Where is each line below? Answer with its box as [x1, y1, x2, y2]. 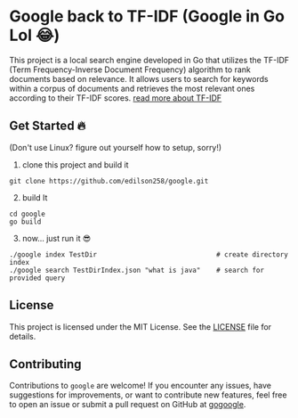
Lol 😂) [9, 25, 60, 45]
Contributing [9, 357, 82, 372]
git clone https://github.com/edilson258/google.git [9, 176, 209, 185]
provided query [9, 274, 66, 283]
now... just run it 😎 [21, 233, 92, 243]
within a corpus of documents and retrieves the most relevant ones [9, 83, 255, 94]
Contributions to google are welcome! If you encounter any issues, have [9, 381, 271, 391]
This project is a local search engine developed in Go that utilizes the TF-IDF [9, 54, 290, 65]
